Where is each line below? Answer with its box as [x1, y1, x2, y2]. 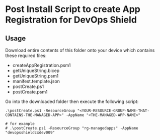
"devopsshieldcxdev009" [5, 130, 55, 135]
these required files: [5, 52, 47, 58]
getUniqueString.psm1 [12, 73, 59, 78]
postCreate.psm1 [12, 89, 48, 94]
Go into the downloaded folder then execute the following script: [5, 98, 139, 104]
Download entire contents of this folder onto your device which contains [5, 47, 155, 53]
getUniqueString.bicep [12, 67, 60, 73]
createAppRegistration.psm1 [12, 62, 71, 68]
